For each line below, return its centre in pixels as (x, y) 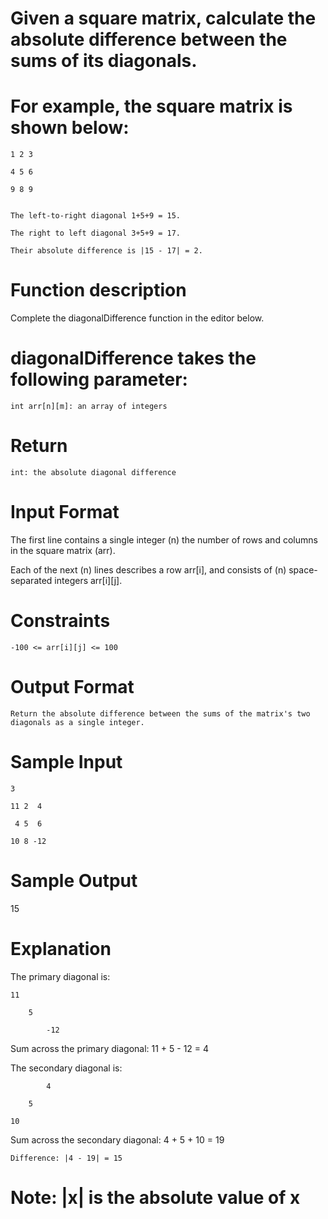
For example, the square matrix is (151, 106)
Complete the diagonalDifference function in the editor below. (137, 318)
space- (303, 569)
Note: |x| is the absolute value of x (155, 1197)
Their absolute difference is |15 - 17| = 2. (106, 251)
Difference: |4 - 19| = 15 (66, 1158)
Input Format (65, 512)
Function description (98, 290)
